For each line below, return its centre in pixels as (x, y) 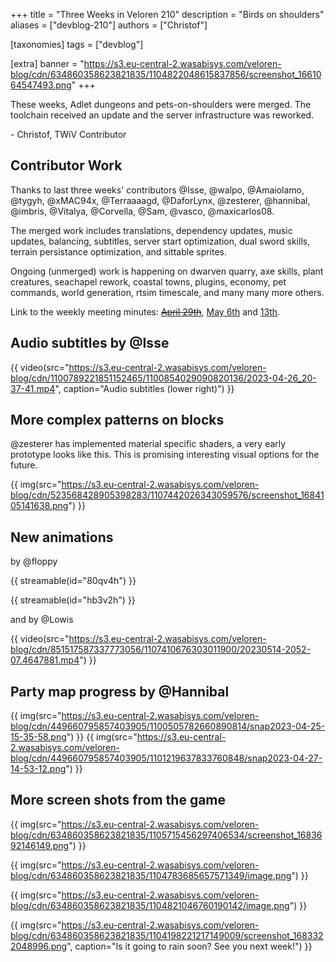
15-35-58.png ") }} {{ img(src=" (74, 737)
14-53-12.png (38, 769)
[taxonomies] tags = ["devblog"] (77, 44)
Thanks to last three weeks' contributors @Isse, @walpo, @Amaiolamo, (157, 190)
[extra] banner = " (47, 63)
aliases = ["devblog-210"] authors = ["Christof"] (109, 25)
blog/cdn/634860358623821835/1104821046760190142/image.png (150, 905)
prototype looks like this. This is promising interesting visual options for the (165, 455)
